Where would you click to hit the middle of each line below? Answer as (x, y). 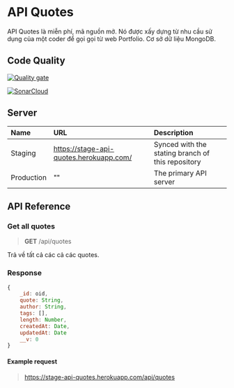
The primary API (180, 173)
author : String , (44, 307)
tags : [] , (34, 313)
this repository (177, 162)
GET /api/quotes (48, 242)
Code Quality (36, 61)
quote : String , (42, 300)
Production (29, 177)
